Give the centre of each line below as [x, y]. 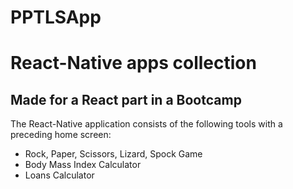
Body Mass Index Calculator [83, 165]
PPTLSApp [56, 17]
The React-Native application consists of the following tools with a [146, 124]
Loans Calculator [59, 175]
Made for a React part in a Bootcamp [126, 99]
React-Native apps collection [133, 63]
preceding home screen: [61, 135]
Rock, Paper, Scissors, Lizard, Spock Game [113, 154]
